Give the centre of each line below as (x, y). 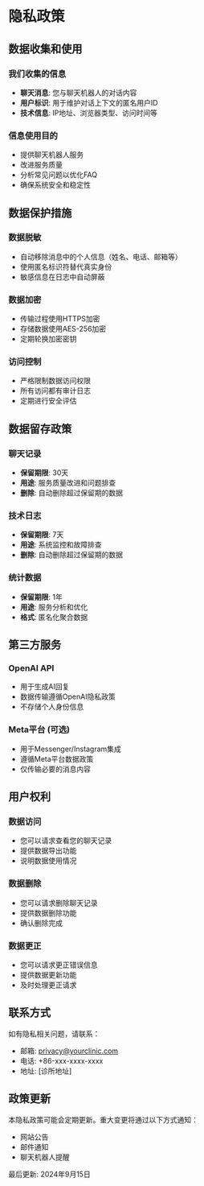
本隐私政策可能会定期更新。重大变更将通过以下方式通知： (103, 1119)
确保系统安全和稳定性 (55, 185)
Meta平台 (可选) (39, 729)
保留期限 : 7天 (42, 535)
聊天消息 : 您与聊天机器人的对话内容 (78, 93)
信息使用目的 (33, 135)
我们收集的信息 (37, 73)
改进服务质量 (41, 165)
